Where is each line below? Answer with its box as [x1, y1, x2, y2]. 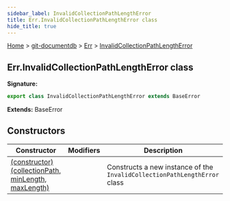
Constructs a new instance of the [107, 162, 214, 172]
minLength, [10, 174, 47, 184]
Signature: [7, 80, 38, 88]
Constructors [7, 125, 66, 137]
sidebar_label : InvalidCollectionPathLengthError [7, 10, 152, 17]
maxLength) [10, 182, 50, 192]
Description [143, 145, 183, 155]
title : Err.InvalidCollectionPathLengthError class [7, 16, 157, 23]
